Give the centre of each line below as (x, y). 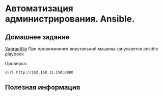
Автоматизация (39, 9)
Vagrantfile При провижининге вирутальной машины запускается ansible (81, 49)
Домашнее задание (37, 37)
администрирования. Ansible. (70, 19)
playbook (14, 54)
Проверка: (16, 63)
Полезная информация (42, 87)
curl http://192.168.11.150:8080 (39, 72)
